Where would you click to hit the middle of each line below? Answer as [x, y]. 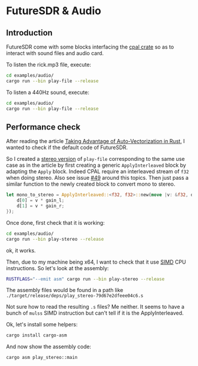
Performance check [43, 127]
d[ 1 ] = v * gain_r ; [41, 206]
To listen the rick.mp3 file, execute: [49, 64]
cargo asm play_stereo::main [42, 358]
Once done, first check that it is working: [55, 222]
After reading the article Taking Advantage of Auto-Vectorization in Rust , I [95, 141]
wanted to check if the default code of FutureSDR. [67, 148]
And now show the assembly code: [49, 346]
